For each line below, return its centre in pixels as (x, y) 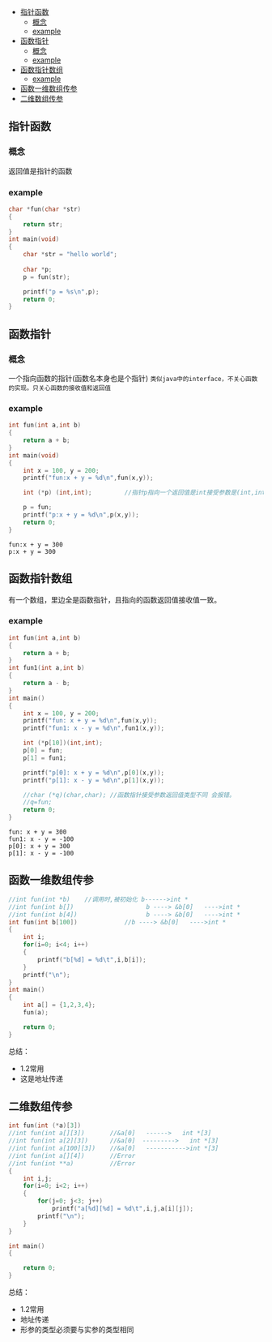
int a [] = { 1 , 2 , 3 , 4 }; (59, 1005)
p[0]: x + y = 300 (39, 847)
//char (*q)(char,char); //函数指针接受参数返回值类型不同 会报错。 (129, 795)
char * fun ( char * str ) (45, 209)
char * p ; (38, 269)
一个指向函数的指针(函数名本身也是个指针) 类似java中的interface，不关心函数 (133, 379)
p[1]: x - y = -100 (41, 854)
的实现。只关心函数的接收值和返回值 (60, 388)
